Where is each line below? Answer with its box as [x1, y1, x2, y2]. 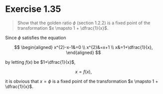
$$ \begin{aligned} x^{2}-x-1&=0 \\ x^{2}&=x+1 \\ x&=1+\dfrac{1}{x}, [14, 44, 153, 50]
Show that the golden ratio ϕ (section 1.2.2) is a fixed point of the [17, 20, 151, 26]
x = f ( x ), [75, 68, 92, 75]
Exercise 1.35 [5, 3, 61, 15]
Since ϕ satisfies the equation [5, 35, 66, 41]
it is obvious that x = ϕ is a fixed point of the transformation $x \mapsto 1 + [5, 78, 159, 84]
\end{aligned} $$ [66, 49, 101, 55]
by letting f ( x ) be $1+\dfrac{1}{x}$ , [5, 59, 76, 65]
